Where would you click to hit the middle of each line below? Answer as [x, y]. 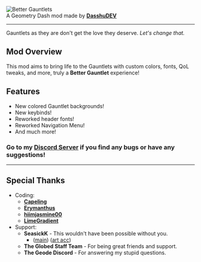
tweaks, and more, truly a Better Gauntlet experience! [73, 73]
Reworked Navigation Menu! [50, 125]
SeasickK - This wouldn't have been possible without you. [96, 233]
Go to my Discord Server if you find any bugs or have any [91, 147]
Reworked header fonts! [45, 119]
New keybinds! [33, 112]
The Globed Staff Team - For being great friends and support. [100, 246]
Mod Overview [34, 52]
